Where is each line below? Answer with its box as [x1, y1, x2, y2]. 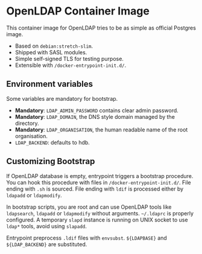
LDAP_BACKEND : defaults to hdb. [14, 139, 90, 146]
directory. [14, 119, 39, 127]
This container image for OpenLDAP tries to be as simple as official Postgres [6, 24, 196, 31]
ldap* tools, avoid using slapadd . [6, 222, 87, 230]
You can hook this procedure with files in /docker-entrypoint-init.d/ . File [6, 179, 191, 186]
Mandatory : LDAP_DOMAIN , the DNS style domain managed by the [14, 113, 175, 120]
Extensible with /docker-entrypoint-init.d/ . [14, 62, 127, 69]
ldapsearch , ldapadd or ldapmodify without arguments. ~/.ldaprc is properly [6, 209, 194, 217]
